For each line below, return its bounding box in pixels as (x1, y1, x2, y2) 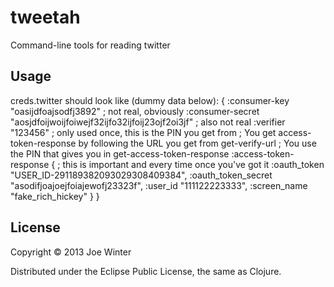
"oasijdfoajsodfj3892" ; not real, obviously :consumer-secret (10, 105, 260, 117)
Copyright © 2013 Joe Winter (10, 246, 132, 258)
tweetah (10, 6, 81, 29)
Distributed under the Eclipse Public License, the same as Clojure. (10, 265, 282, 277)
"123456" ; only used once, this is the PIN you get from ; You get (10, 126, 277, 138)
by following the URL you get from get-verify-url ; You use (78, 137, 317, 149)
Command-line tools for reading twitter (10, 39, 171, 51)
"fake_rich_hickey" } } (10, 190, 100, 202)
